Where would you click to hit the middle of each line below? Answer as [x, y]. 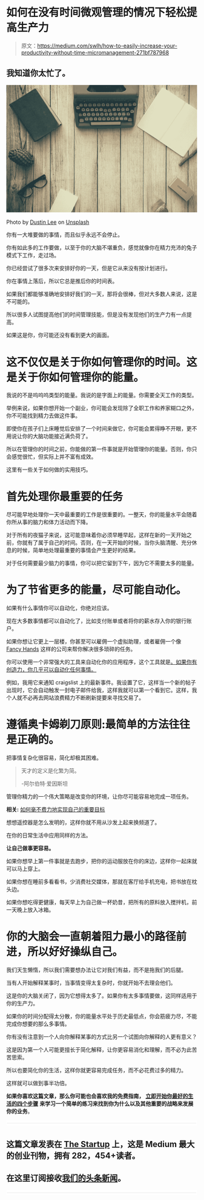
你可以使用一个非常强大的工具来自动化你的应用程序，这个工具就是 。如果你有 [102, 662]
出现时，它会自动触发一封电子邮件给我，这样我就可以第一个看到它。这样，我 [102, 690]
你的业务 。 [20, 1111]
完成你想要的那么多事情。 [38, 1024]
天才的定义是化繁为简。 [50, 771]
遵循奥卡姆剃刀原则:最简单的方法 [88, 725]
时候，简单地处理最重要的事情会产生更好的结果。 [78, 550]
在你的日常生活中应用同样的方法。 [49, 835]
